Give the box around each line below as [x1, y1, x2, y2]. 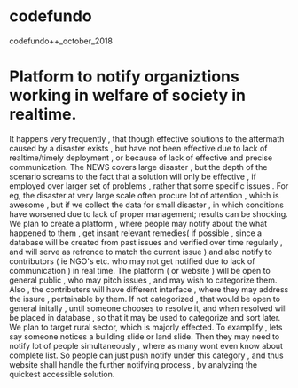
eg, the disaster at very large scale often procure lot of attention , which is [9, 190, 279, 200]
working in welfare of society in [9, 86, 247, 105]
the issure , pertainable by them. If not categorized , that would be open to [9, 293, 281, 304]
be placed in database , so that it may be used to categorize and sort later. [9, 312, 281, 322]
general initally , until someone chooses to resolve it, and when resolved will [9, 303, 287, 314]
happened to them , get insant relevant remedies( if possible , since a [9, 228, 263, 238]
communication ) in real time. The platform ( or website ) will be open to [9, 265, 271, 275]
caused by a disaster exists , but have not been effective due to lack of [9, 143, 268, 153]
